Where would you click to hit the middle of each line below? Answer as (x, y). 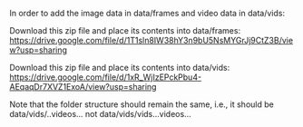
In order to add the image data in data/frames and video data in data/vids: (147, 13)
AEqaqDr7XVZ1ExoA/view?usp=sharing (83, 87)
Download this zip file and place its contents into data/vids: (120, 68)
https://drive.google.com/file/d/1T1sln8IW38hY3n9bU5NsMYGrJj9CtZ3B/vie (151, 40)
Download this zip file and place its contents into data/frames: (125, 30)
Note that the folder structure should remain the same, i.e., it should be (142, 104)
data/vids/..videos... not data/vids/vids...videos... (101, 114)
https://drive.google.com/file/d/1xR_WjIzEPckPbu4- (106, 77)
